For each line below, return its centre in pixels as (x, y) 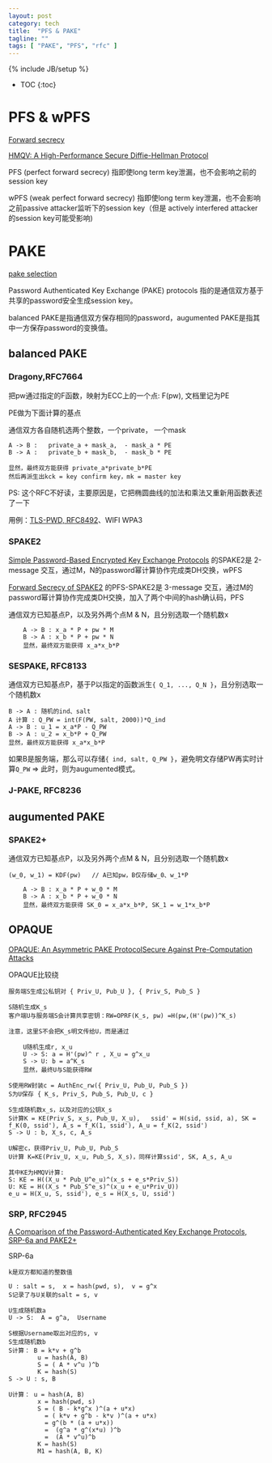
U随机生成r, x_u (48, 1047)
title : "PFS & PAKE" (45, 31)
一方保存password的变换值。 (64, 328)
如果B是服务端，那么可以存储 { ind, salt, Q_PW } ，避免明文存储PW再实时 (132, 759)
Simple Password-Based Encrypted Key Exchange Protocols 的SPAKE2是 (130, 560)
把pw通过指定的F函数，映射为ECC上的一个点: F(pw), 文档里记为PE (119, 395)
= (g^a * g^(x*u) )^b (83, 1430)
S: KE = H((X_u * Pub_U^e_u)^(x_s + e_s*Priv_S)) (94, 1179)
